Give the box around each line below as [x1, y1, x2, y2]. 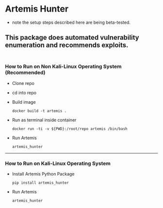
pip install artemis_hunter [12, 180, 69, 185]
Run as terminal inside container [12, 117, 77, 123]
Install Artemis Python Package [12, 171, 75, 176]
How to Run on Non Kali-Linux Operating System [5, 63, 122, 70]
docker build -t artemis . [12, 108, 67, 113]
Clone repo [12, 80, 35, 86]
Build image [12, 99, 36, 105]
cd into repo [12, 90, 36, 96]
